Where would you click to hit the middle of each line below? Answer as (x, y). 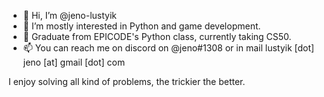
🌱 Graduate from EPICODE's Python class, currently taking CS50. (157, 36)
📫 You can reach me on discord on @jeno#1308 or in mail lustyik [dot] (168, 48)
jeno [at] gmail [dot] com (74, 62)
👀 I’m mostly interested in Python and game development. (141, 26)
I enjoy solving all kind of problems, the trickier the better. (127, 81)
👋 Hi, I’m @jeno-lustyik (70, 15)
